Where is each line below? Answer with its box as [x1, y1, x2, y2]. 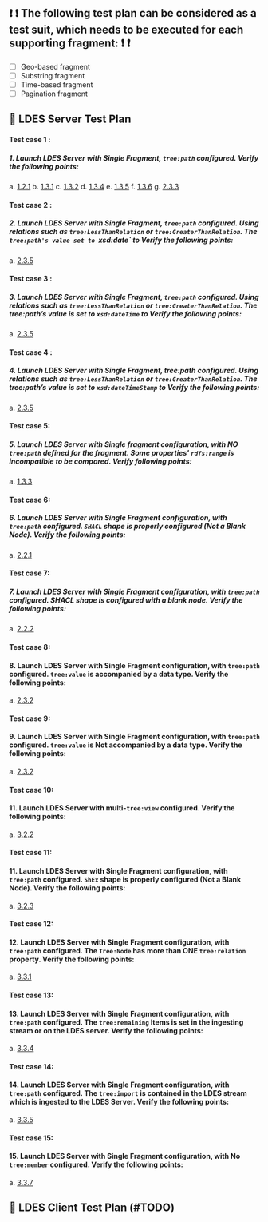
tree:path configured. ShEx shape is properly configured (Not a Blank [9, 874, 242, 884]
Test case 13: [9, 990, 54, 1000]
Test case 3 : [9, 274, 53, 284]
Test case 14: [9, 1061, 54, 1071]
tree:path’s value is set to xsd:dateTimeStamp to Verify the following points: [9, 383, 260, 392]
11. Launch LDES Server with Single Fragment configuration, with [9, 866, 228, 875]
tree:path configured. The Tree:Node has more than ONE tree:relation [9, 945, 246, 955]
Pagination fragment [20, 89, 89, 98]
